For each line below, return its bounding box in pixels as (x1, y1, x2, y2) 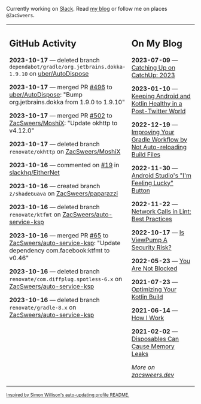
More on (131, 363, 156, 371)
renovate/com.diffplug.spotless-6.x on (9, 275, 123, 283)
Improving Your (131, 128, 175, 136)
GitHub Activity (9, 37, 77, 49)
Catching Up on (131, 63, 175, 71)
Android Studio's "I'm (131, 171, 191, 179)
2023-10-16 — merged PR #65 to (9, 231, 109, 239)
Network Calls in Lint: (131, 207, 191, 215)
